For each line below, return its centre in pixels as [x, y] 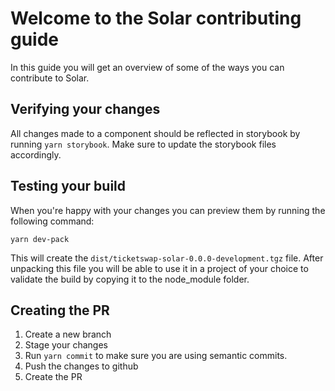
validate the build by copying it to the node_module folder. [130, 279]
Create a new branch [68, 334]
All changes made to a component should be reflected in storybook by [155, 133]
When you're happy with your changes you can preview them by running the [168, 210]
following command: [52, 221]
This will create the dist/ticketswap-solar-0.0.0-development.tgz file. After [167, 258]
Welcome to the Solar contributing [156, 18]
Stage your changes [66, 345]
